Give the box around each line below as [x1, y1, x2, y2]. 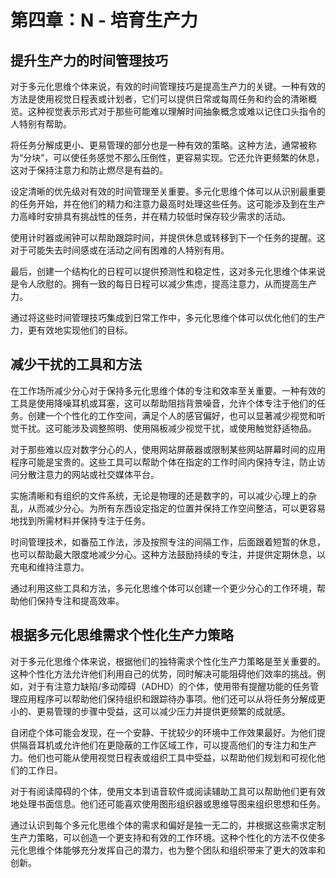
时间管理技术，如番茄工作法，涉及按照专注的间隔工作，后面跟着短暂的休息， [10, 536, 326, 548]
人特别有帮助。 [10, 118, 72, 130]
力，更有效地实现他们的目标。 [10, 324, 133, 336]
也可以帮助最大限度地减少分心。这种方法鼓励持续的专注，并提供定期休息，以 [10, 548, 326, 560]
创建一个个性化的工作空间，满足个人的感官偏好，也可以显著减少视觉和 [27, 409, 317, 421]
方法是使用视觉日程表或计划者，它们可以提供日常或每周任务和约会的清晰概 [10, 93, 317, 105]
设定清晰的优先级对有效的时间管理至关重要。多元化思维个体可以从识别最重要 [10, 186, 326, 197]
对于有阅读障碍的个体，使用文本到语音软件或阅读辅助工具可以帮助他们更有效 [10, 785, 326, 797]
